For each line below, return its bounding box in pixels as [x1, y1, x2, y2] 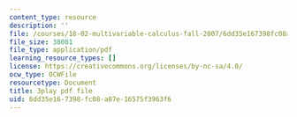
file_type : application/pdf [9, 46, 113, 55]
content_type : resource [9, 12, 97, 22]
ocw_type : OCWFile [9, 70, 77, 79]
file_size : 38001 [9, 37, 73, 47]
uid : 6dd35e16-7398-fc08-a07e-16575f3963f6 [9, 94, 172, 104]
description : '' [9, 21, 69, 30]
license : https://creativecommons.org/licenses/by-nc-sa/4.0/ [9, 62, 243, 71]
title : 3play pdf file [9, 86, 93, 95]
